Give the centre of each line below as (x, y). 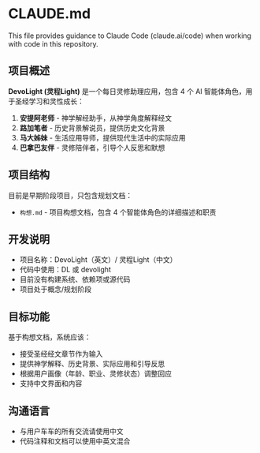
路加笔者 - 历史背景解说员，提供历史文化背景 (92, 128)
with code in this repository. (53, 43)
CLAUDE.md (50, 14)
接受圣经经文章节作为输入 (61, 354)
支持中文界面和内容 (51, 384)
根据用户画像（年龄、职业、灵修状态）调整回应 (95, 374)
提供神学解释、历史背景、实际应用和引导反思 (92, 364)
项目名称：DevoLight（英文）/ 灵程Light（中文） (98, 260)
